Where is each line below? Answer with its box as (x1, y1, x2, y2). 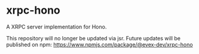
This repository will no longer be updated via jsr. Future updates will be (6, 34, 181, 42)
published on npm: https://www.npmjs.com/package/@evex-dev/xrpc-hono (6, 41, 193, 48)
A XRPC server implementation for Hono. (6, 23, 107, 30)
